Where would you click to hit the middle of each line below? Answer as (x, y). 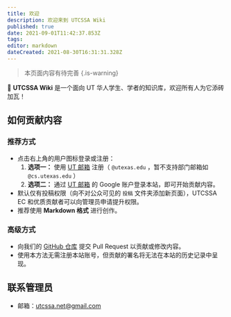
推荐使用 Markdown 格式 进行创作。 (69, 210)
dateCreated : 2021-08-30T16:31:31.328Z (65, 53)
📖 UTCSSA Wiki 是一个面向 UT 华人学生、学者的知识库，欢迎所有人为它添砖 (116, 87)
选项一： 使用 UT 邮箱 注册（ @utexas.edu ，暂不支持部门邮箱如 (118, 166)
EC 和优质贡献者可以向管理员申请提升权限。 (80, 201)
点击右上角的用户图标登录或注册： (66, 158)
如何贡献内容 (35, 120)
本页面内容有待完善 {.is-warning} (71, 73)
